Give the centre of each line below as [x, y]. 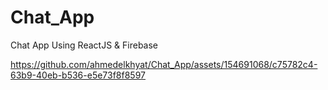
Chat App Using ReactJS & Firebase [84, 45]
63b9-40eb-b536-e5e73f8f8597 [78, 75]
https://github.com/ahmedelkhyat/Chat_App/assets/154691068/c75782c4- [164, 64]
